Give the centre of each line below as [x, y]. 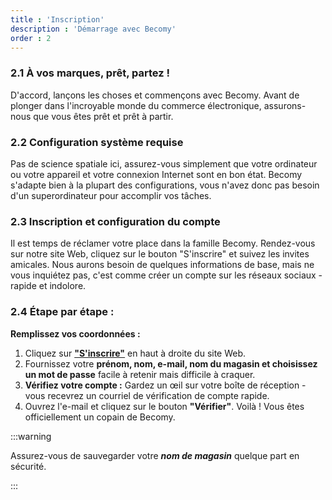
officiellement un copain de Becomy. [100, 417]
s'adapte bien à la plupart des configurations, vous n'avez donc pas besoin [165, 185]
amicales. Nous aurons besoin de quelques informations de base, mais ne [162, 265]
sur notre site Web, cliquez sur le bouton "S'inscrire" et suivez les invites [160, 254]
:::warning [31, 436]
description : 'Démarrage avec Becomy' [93, 29]
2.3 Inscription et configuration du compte [115, 221]
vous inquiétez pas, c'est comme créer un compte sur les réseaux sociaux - [166, 275]
